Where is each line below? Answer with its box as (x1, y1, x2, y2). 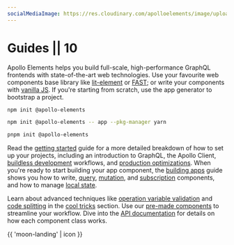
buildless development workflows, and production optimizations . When (7, 159, 211, 167)
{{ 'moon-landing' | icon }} (7, 230, 83, 239)
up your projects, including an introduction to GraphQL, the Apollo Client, (7, 151, 217, 160)
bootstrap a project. (7, 93, 64, 101)
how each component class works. (7, 216, 108, 225)
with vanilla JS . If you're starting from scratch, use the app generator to (7, 85, 212, 94)
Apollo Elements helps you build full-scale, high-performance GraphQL (7, 63, 211, 72)
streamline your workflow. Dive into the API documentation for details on (7, 210, 215, 218)
